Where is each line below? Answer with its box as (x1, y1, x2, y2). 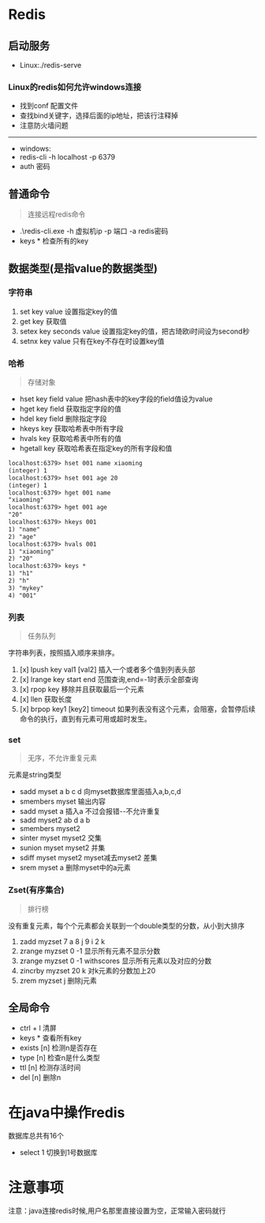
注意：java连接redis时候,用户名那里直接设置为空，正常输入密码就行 (8, 1206, 226, 1216)
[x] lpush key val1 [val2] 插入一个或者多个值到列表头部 (19, 665, 196, 675)
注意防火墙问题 (19, 121, 69, 130)
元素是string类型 (8, 770, 62, 780)
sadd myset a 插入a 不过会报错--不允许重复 (19, 807, 161, 816)
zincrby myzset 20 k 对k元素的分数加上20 (19, 965, 156, 975)
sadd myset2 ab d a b (19, 815, 91, 825)
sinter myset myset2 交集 (19, 834, 103, 843)
